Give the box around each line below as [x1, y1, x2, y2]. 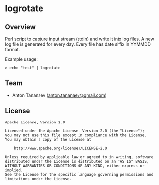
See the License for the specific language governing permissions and [5, 172, 154, 177]
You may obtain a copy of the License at [5, 137, 92, 142]
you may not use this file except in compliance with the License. [5, 132, 147, 138]
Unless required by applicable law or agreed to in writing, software [5, 154, 154, 159]
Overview [5, 23, 36, 31]
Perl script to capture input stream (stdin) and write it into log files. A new [5, 36, 154, 42]
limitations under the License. [5, 176, 72, 181]
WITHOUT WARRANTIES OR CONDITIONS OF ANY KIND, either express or [5, 163, 145, 168]
